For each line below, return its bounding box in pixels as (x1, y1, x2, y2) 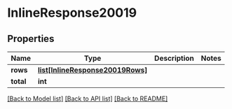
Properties (7, 33, 55, 45)
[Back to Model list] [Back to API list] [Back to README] (7, 94, 168, 103)
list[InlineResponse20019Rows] (37, 65, 148, 75)
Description (153, 54, 195, 63)
